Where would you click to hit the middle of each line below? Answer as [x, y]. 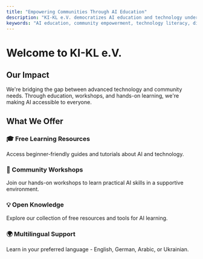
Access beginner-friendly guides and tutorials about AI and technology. [95, 154]
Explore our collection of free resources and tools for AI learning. [87, 218]
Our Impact [28, 75]
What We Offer [35, 121]
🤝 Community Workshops [45, 169]
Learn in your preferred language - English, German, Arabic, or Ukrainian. [98, 249]
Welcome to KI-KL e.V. [64, 53]
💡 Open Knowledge [35, 205]
